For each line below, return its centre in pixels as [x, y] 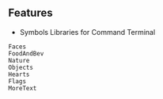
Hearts [19, 74]
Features [30, 13]
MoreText [23, 88]
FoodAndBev [26, 53]
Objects [21, 67]
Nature [19, 60]
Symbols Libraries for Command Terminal [87, 32]
